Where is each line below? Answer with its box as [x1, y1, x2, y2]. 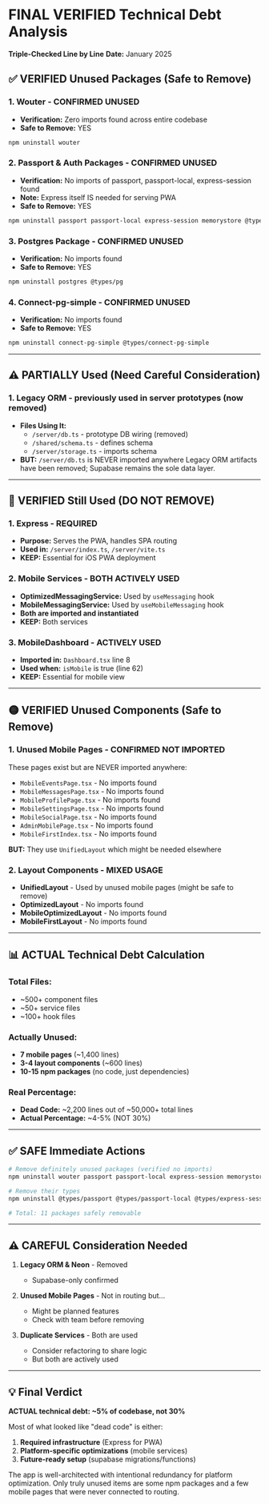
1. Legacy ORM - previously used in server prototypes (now [8, 392, 244, 403]
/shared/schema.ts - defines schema [31, 438, 154, 447]
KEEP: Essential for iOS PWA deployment [19, 553, 156, 563]
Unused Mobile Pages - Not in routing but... [19, 1291, 166, 1301]
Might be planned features [31, 1306, 120, 1316]
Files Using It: [19, 420, 66, 430]
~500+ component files [19, 994, 98, 1004]
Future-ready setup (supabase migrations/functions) [19, 1454, 196, 1464]
